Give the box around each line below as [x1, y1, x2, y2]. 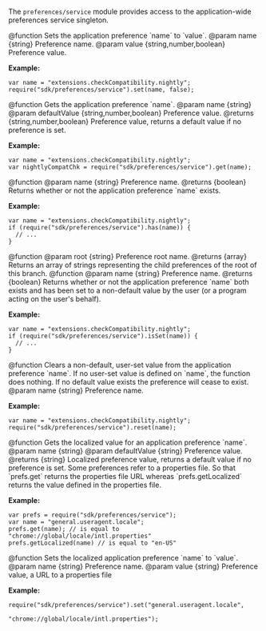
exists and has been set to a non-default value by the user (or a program [8, 286, 248, 295]
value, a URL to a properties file [8, 570, 112, 579]
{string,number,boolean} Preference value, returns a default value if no [8, 117, 242, 126]
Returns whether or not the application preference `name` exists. [8, 186, 221, 195]
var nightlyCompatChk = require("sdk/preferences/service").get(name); [8, 163, 252, 171]
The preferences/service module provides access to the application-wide [8, 7, 252, 16]
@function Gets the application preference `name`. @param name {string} [8, 100, 252, 109]
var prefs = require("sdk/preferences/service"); [8, 511, 177, 519]
